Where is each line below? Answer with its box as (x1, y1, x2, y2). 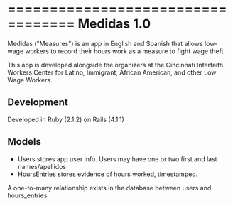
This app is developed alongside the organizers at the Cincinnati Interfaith (7, 60, 224, 69)
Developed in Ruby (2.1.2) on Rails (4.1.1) (7, 115, 124, 124)
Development (7, 97, 69, 109)
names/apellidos (17, 162, 66, 170)
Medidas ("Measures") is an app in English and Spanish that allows (7, 39, 204, 48)
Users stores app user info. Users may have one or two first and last (17, 154, 218, 163)
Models (7, 136, 41, 148)
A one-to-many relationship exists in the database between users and (7, 183, 212, 192)
